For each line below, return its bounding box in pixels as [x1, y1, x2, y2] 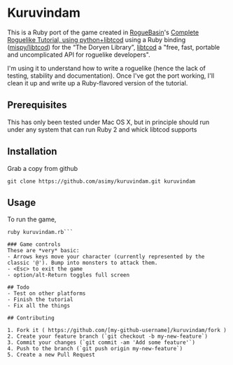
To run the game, [7, 215, 57, 223]
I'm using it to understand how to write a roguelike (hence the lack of [7, 64, 206, 72]
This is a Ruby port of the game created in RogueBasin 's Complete [7, 28, 199, 36]
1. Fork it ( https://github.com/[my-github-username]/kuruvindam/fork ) [7, 327, 227, 334]
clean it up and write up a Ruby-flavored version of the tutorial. [7, 78, 188, 87]
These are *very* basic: [7, 247, 80, 254]
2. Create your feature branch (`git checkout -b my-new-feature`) [7, 333, 209, 340]
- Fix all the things [7, 303, 71, 310]
